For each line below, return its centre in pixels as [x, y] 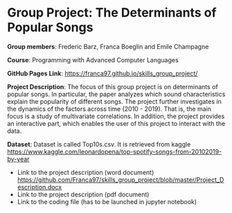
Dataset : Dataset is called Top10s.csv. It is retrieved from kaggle [99, 144]
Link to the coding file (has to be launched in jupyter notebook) [107, 201]
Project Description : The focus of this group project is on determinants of [113, 86]
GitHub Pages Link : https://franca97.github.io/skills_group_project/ [102, 73]
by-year [18, 159]
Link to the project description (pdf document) [83, 194]
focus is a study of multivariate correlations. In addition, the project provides [116, 116]
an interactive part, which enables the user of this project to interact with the [116, 123]
